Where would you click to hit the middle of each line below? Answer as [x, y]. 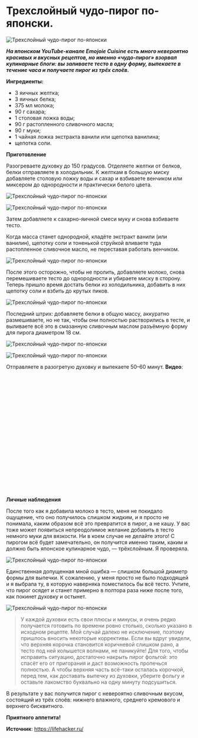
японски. [30, 23]
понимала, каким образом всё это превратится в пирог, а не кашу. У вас [98, 523]
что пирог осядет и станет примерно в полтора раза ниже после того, [95, 590]
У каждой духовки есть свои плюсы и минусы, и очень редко [98, 619]
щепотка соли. [33, 143]
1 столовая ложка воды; [45, 118]
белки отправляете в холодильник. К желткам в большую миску [88, 172]
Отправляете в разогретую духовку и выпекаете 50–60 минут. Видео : [95, 366]
